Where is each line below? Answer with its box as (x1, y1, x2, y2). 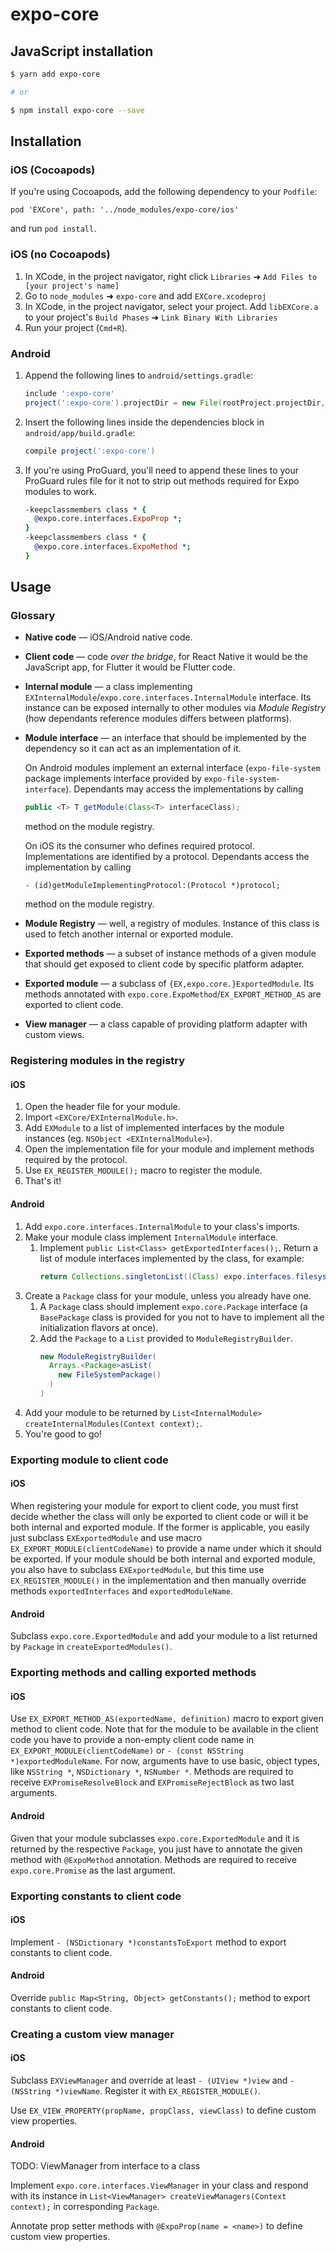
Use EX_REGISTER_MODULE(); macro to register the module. (24, 1164, 263, 1177)
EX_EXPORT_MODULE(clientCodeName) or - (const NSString (10, 1744, 244, 1757)
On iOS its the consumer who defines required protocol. (24, 840, 255, 852)
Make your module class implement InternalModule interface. (24, 1231, 279, 1243)
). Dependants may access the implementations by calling (65, 783, 304, 795)
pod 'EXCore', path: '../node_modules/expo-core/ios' (10, 205, 240, 215)
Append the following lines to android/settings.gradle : (24, 369, 254, 381)
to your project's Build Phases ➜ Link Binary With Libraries (24, 311, 278, 323)
